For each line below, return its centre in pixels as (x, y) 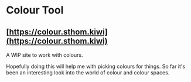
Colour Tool (35, 10)
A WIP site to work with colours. (45, 55)
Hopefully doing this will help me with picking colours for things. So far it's (96, 66)
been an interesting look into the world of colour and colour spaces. (88, 73)
